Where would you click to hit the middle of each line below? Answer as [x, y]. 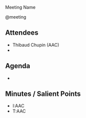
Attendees [22, 33]
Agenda [18, 66]
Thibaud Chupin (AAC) [36, 45]
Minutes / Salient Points [43, 94]
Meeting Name [20, 7]
